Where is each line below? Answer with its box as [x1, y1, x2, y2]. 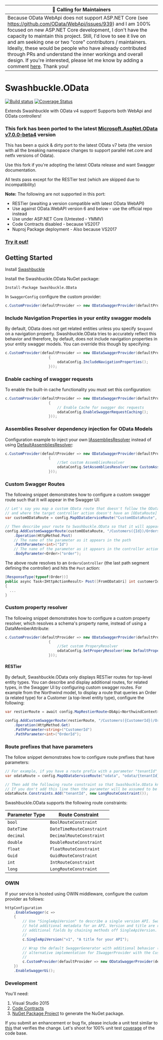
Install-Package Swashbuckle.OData [5, 285, 77, 290]
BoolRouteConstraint [50, 819, 98, 825]
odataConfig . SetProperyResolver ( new [57, 648, 131, 653]
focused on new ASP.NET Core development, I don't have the [7, 27, 147, 33]
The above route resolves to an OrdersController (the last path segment [5, 560, 149, 566]
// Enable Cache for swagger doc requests [57, 405, 145, 410]
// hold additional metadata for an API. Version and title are [22, 923, 155, 928]
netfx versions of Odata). [5, 153, 55, 158]
